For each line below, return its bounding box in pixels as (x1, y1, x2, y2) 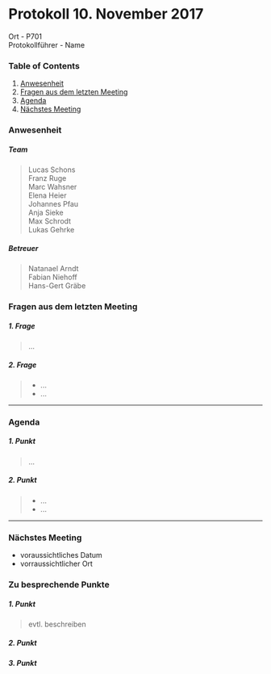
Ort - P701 (8, 31, 43, 41)
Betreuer (8, 243, 39, 253)
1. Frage (8, 320, 35, 331)
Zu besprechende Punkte (8, 579, 110, 590)
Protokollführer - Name (8, 40, 85, 49)
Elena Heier (27, 190, 67, 200)
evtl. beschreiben (27, 619, 86, 629)
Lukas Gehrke (27, 225, 75, 235)
